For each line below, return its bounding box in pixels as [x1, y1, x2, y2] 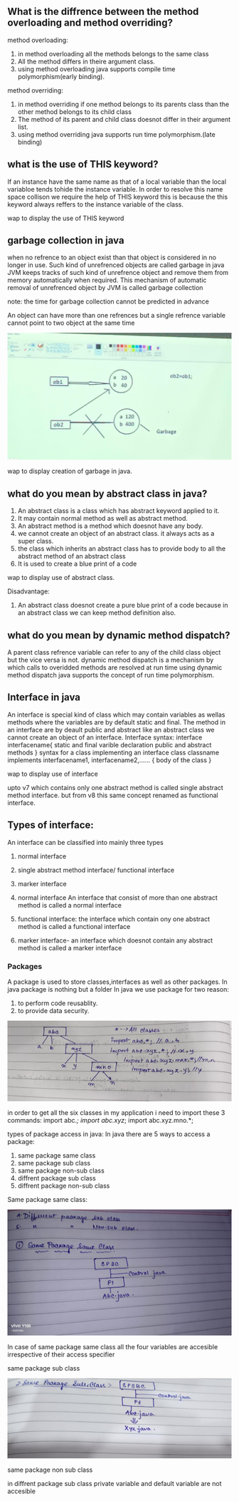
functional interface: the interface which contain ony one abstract [17, 915, 210, 923]
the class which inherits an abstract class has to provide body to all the [17, 544, 226, 553]
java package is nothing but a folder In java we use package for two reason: [7, 985, 230, 993]
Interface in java [7, 691, 80, 704]
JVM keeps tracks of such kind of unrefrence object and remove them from [7, 269, 229, 277]
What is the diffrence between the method [7, 6, 199, 18]
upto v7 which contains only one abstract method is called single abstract [7, 783, 224, 791]
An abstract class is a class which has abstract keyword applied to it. [17, 507, 220, 515]
